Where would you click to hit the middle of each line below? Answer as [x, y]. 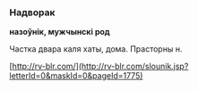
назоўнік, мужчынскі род [60, 32]
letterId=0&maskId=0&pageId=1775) [76, 76]
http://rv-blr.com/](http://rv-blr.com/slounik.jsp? [100, 66]
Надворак [32, 12]
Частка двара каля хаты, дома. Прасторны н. [96, 49]
